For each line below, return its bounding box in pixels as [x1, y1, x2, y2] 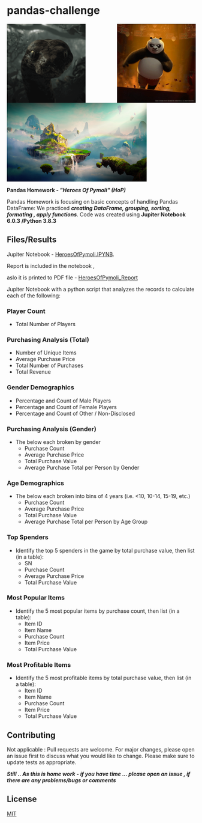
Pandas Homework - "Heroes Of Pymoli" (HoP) [7, 186, 126, 193]
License [7, 794, 37, 804]
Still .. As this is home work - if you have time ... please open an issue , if [7, 770, 191, 777]
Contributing [7, 730, 56, 740]
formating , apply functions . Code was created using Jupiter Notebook [7, 211, 186, 218]
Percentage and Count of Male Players [15, 397, 111, 404]
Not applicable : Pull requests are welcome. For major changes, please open [7, 746, 195, 753]
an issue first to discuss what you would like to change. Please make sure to [7, 752, 195, 759]
